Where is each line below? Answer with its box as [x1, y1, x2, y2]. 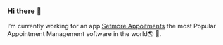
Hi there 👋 [7, 6, 42, 16]
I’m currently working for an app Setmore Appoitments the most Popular [7, 22, 217, 30]
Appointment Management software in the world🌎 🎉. [7, 30, 162, 38]
